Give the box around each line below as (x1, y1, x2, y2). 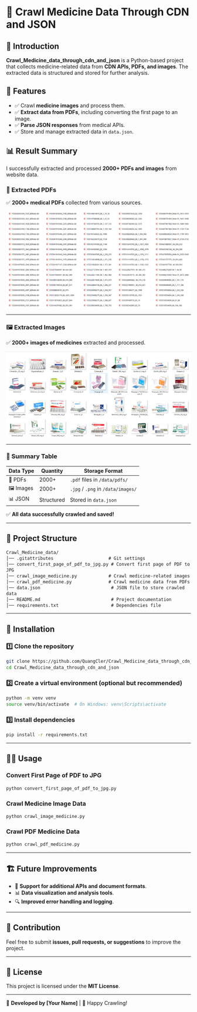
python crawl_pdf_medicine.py (6, 841, 80, 847)
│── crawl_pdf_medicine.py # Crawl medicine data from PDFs (6, 579, 191, 585)
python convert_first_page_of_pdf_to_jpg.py (6, 785, 117, 791)
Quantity (40, 467, 63, 475)
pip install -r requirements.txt (6, 732, 88, 738)
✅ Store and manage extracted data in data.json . (14, 128, 134, 135)
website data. (6, 171, 39, 178)
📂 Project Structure (6, 533, 77, 543)
